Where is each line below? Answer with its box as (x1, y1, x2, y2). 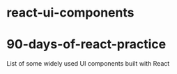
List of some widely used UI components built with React (6, 59, 170, 68)
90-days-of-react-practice (6, 37, 167, 53)
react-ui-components (6, 5, 134, 21)
